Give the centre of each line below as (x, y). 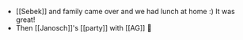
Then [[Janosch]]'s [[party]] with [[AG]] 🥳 (84, 28)
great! (25, 20)
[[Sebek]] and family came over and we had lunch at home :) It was (125, 11)
